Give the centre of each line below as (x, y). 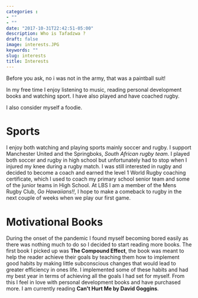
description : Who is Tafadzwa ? (46, 34)
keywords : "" (22, 50)
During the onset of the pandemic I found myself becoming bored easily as (97, 238)
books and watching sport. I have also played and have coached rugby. (93, 96)
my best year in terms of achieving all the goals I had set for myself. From (95, 276)
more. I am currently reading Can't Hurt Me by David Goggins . (82, 289)
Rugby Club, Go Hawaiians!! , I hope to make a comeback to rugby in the (94, 192)
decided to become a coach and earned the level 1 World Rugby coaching (96, 173)
